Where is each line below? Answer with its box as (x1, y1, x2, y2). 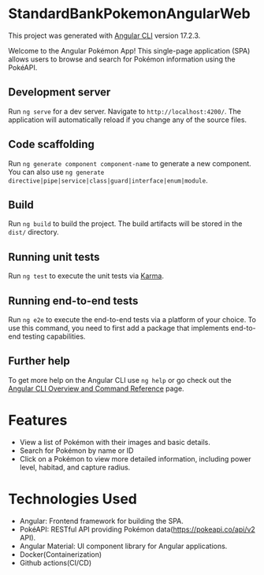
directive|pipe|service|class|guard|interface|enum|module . (8, 175, 208, 185)
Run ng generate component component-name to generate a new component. (8, 158, 252, 168)
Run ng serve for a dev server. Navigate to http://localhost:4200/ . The (8, 106, 242, 116)
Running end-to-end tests (8, 294, 139, 307)
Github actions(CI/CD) (19, 558, 92, 567)
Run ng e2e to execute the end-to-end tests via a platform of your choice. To (8, 315, 257, 324)
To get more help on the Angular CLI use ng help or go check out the (8, 375, 232, 384)
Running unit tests (8, 250, 100, 264)
